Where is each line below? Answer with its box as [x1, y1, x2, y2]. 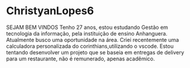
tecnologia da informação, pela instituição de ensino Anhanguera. [6, 30, 168, 37]
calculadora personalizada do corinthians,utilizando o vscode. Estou [6, 43, 174, 50]
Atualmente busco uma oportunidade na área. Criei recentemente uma [6, 36, 179, 43]
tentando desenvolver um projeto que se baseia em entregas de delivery [6, 48, 185, 56]
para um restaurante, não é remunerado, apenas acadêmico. [6, 55, 155, 62]
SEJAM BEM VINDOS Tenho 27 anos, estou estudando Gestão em [6, 24, 169, 31]
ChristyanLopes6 [6, 4, 94, 18]
